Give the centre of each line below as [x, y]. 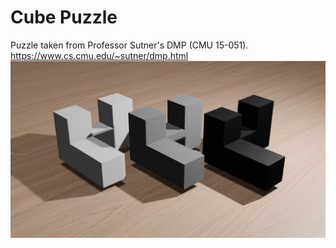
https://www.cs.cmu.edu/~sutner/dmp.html [99, 55]
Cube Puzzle [64, 17]
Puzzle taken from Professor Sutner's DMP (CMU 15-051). [129, 45]
